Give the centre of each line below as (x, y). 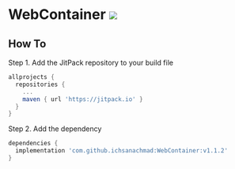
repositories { (40, 84)
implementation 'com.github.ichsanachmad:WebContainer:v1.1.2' (121, 151)
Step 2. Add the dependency (55, 129)
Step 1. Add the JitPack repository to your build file (91, 62)
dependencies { (33, 144)
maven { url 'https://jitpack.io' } (83, 99)
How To (27, 44)
